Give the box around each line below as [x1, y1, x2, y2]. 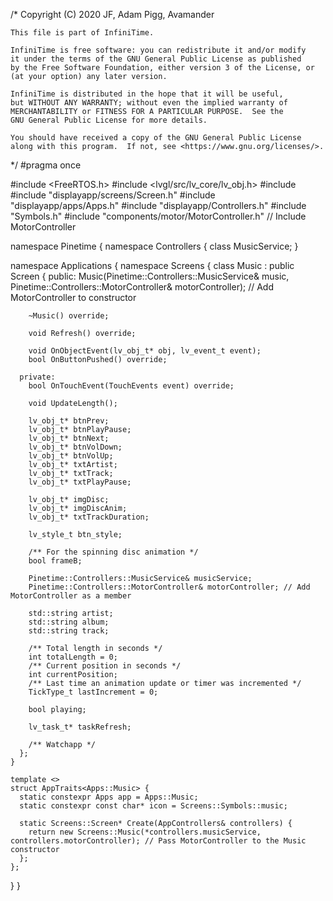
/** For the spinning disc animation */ [28, 547, 199, 557]
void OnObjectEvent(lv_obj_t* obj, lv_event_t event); [28, 346, 262, 356]
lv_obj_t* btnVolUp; [28, 451, 114, 461]
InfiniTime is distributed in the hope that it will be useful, [10, 89, 284, 99]
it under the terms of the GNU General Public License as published [10, 54, 302, 64]
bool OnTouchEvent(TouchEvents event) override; [28, 381, 235, 391]
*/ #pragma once [10, 159, 82, 171]
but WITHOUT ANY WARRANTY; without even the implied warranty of [10, 98, 288, 108]
